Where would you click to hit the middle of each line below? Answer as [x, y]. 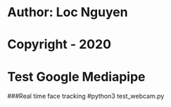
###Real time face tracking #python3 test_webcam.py [86, 96]
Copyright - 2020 [59, 45]
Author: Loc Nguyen [68, 12]
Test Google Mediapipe [76, 76]
